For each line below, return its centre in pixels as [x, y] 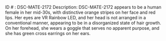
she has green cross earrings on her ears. [48, 33]
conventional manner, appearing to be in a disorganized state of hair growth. [83, 23]
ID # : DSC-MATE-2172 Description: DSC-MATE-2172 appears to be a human [83, 7]
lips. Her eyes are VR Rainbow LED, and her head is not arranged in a [76, 18]
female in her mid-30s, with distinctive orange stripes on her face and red [80, 12]
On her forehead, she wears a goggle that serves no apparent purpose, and [82, 28]
